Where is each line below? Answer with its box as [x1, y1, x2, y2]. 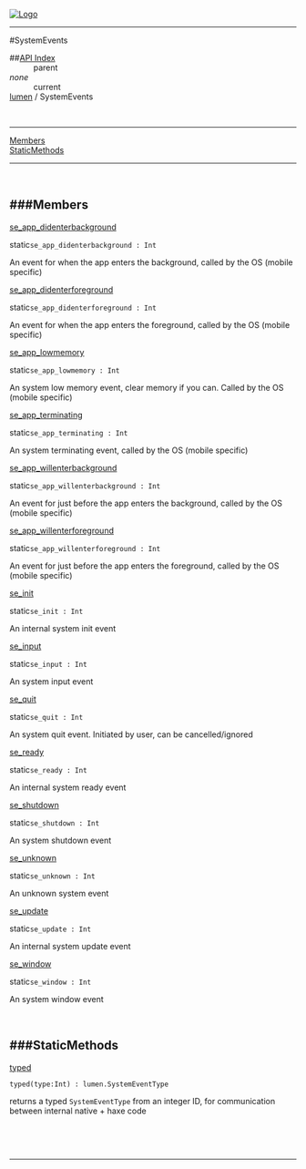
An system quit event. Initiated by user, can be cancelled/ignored [9, 729, 253, 740]
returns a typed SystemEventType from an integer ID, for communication [9, 1095, 276, 1106]
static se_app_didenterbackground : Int [9, 239, 157, 250]
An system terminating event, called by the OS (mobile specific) [9, 445, 249, 456]
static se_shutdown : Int [9, 816, 100, 828]
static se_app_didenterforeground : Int [9, 302, 157, 313]
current [33, 82, 61, 92]
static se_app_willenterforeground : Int [9, 542, 161, 553]
